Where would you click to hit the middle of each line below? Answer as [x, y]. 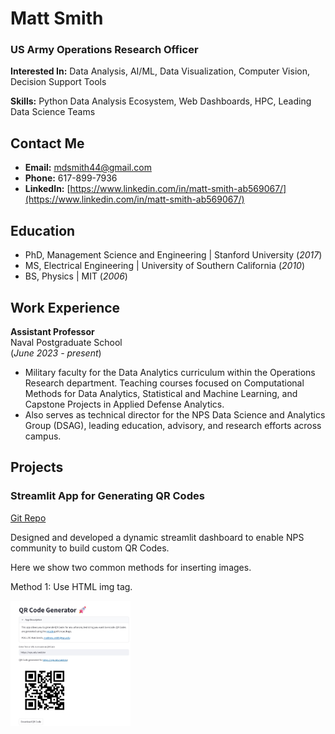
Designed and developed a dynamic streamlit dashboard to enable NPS [157, 537]
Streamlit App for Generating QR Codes [107, 496]
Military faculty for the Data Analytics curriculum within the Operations [170, 372]
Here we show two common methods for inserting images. [131, 567]
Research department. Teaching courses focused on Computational [164, 383]
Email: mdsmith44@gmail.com [88, 168]
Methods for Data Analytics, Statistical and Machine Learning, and [161, 393]
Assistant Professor [52, 331]
